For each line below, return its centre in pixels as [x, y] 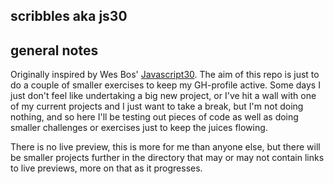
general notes [54, 50]
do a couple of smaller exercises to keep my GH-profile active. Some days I [165, 85]
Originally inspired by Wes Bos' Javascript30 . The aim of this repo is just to [165, 75]
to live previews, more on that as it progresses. [106, 168]
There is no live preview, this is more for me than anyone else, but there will [165, 147]
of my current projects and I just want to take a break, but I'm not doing [157, 106]
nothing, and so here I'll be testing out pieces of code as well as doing [154, 117]
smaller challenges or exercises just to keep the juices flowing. [139, 128]
